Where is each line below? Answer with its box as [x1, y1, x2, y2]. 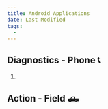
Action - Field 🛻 [7, 93, 79, 104]
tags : [7, 22, 23, 29]
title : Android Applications [7, 10, 90, 17]
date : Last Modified [7, 16, 66, 23]
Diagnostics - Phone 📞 [7, 54, 101, 65]
